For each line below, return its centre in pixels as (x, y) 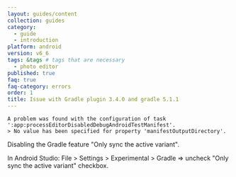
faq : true (22, 80)
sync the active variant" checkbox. (58, 166)
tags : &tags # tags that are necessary (66, 60)
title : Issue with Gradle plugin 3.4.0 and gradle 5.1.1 (93, 100)
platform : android (34, 47)
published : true (31, 73)
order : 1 (20, 93)
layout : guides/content (43, 14)
